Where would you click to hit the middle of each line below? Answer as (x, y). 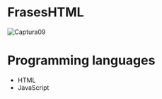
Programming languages (81, 60)
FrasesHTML (46, 12)
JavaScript (33, 87)
